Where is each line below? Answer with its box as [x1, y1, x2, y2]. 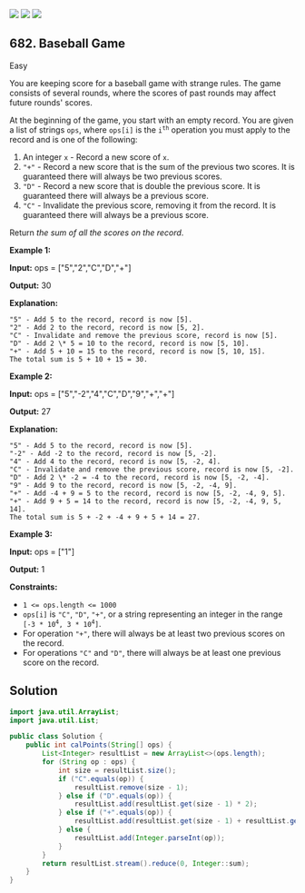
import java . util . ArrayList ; [9, 707, 120, 717]
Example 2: [9, 371, 53, 382]
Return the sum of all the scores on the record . [9, 227, 184, 238]
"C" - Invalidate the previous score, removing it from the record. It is [22, 200, 277, 211]
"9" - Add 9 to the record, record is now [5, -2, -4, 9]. [9, 481, 238, 490]
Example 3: [9, 528, 53, 540]
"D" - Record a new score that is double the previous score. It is [22, 180, 261, 191]
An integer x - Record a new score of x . [22, 151, 170, 163]
